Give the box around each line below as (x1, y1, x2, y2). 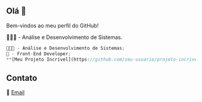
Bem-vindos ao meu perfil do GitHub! (6, 22, 99, 29)
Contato (6, 73, 37, 83)
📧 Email (6, 89, 25, 96)
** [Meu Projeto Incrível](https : (6, 56, 90, 62)
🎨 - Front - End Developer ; (6, 50, 71, 57)
